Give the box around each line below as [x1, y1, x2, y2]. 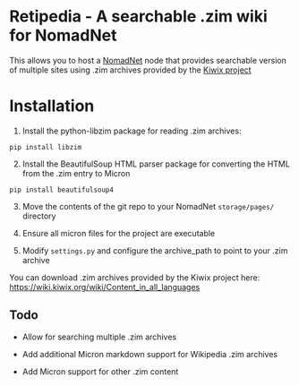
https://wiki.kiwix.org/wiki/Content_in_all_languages [9, 281, 201, 292]
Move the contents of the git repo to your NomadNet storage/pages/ [21, 201, 275, 211]
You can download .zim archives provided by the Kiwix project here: [9, 271, 261, 283]
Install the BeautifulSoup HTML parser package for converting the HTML [21, 159, 291, 169]
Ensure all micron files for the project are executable [21, 227, 216, 238]
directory [21, 210, 56, 221]
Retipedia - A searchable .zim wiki [9, 6, 268, 27]
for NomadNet [9, 25, 117, 46]
